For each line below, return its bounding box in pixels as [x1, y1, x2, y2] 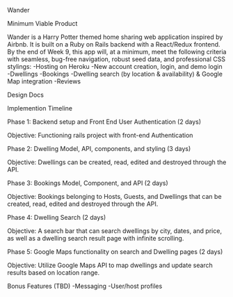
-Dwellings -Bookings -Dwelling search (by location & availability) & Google [7, 70, 223, 78]
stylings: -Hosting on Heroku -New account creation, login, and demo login [7, 63, 223, 70]
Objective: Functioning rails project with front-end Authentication [7, 131, 193, 139]
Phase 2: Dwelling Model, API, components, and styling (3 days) [7, 145, 191, 152]
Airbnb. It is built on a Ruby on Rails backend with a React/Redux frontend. [7, 40, 220, 48]
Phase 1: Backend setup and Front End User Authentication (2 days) [7, 118, 202, 126]
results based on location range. [7, 268, 100, 277]
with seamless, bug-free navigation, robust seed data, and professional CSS [7, 55, 226, 63]
